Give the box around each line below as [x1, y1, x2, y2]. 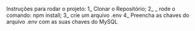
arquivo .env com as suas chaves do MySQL [6, 18, 118, 25]
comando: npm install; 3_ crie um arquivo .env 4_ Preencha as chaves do [6, 12, 190, 19]
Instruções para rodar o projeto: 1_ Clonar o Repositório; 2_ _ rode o [6, 5, 175, 12]
